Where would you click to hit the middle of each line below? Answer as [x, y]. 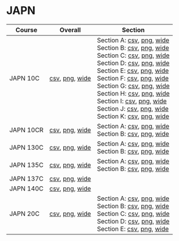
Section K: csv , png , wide [133, 116]
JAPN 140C [26, 188]
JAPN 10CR [26, 130]
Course [26, 30]
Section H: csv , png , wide [133, 93]
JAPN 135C [26, 165]
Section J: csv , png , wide [133, 108]
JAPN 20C [24, 214]
